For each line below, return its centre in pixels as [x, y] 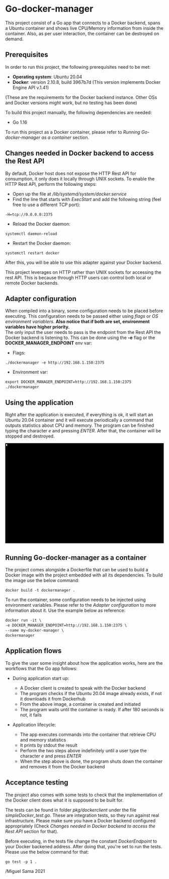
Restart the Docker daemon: [42, 243]
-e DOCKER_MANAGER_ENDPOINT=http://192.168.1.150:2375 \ [66, 625]
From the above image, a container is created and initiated [80, 704]
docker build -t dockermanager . [40, 590]
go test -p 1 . [21, 862]
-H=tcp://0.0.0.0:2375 [29, 214]
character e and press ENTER [51, 756]
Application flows [33, 651]
